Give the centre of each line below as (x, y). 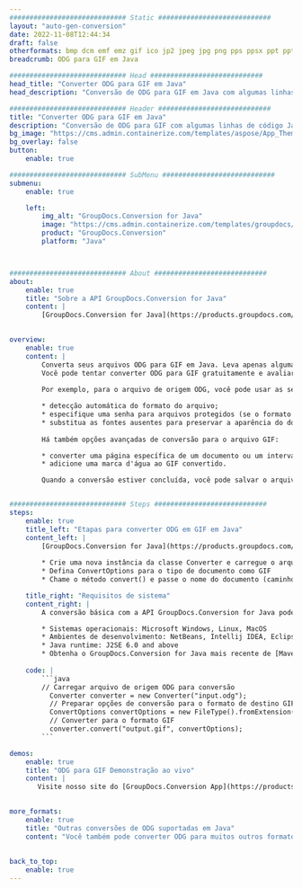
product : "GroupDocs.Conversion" (104, 233)
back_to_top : (34, 862)
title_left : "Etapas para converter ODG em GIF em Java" (134, 529)
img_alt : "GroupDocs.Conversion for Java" (122, 217)
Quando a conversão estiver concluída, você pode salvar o (155, 480)
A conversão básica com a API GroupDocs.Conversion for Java (159, 612)
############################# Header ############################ (140, 109)
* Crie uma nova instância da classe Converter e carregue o (159, 563)
